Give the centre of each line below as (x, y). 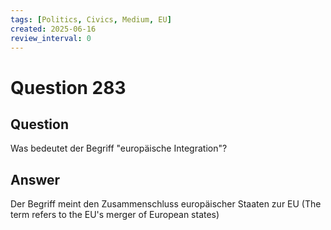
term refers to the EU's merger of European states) (115, 215)
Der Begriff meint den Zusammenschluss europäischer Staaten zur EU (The (166, 204)
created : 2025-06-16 (53, 29)
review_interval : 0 (51, 38)
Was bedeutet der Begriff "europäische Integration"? (119, 148)
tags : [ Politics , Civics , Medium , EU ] (91, 19)
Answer (35, 179)
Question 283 (68, 87)
